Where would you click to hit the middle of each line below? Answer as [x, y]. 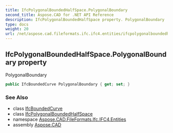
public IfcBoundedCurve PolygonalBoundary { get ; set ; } [68, 84]
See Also [17, 97]
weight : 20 [17, 29]
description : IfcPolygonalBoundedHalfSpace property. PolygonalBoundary [85, 19]
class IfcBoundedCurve [38, 108]
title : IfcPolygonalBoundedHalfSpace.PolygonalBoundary [66, 10]
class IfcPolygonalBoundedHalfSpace [53, 114]
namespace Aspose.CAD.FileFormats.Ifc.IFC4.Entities [69, 119]
